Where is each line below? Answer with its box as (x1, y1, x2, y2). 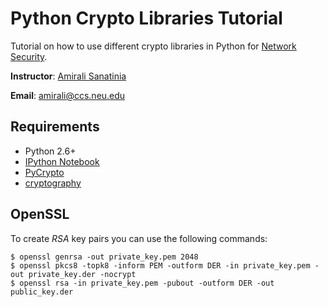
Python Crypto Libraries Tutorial (10, 7, 283, 30)
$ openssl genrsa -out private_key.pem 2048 (10, 252, 199, 262)
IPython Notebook (24, 155, 100, 167)
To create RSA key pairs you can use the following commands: (10, 232, 268, 244)
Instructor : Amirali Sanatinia (10, 70, 127, 82)
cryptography (24, 177, 82, 189)
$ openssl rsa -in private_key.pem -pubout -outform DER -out (10, 278, 275, 288)
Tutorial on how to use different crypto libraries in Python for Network (10, 40, 297, 52)
